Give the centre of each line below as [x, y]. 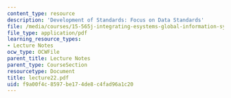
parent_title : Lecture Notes [49, 59]
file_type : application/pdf [47, 33]
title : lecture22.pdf [38, 78]
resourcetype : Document [41, 71]
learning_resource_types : [44, 39]
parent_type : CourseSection [47, 65]
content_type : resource [41, 13]
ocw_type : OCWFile [33, 52]
